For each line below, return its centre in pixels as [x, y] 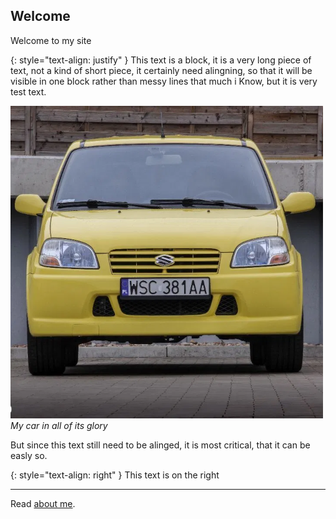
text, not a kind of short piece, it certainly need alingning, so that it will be [161, 70]
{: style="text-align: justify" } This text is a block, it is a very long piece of [161, 60]
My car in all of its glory [59, 425]
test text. [28, 91]
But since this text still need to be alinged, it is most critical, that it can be [160, 445]
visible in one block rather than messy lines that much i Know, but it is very [164, 81]
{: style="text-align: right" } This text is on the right [115, 475]
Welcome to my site [51, 40]
